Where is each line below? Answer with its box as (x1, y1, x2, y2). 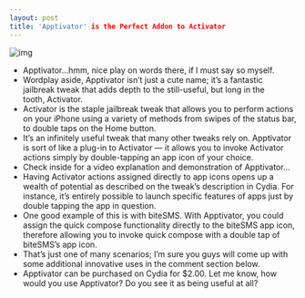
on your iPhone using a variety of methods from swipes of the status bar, (22, 113, 297, 124)
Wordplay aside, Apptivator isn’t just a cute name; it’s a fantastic (22, 74, 263, 85)
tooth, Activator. (22, 93, 84, 105)
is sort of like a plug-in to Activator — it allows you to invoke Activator (22, 142, 284, 153)
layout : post (9, 13, 59, 23)
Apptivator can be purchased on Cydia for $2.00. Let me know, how (22, 268, 278, 279)
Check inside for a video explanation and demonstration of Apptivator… (22, 161, 290, 172)
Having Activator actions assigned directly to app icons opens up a (22, 170, 275, 182)
